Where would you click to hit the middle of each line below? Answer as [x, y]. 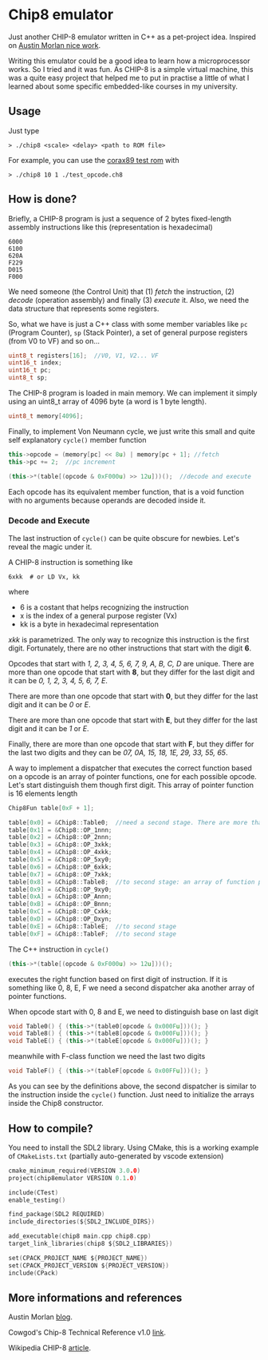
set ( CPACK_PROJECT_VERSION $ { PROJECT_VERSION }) [89, 1265]
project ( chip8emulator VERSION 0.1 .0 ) [73, 1178]
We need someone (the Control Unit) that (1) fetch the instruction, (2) [122, 291]
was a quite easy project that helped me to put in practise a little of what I [129, 78]
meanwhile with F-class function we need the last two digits [107, 1056]
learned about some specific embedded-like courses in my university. [123, 86]
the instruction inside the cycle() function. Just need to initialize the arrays [132, 1095]
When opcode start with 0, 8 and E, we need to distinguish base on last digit [134, 1012]
